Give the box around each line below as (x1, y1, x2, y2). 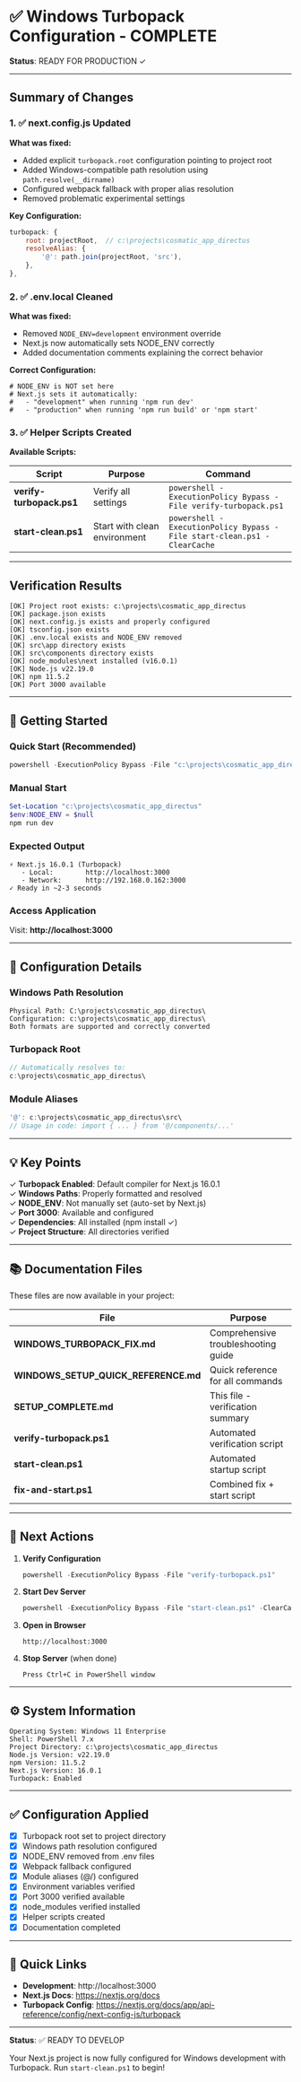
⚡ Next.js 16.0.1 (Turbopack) (9, 860, 123, 869)
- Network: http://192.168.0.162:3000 (21, 876, 186, 885)
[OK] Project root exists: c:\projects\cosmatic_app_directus (9, 602, 246, 611)
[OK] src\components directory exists (9, 649, 154, 658)
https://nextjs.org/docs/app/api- (95, 1999, 215, 2010)
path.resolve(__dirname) (21, 175, 116, 185)
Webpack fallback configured (21, 1861, 132, 1872)
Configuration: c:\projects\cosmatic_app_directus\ (9, 1015, 206, 1024)
